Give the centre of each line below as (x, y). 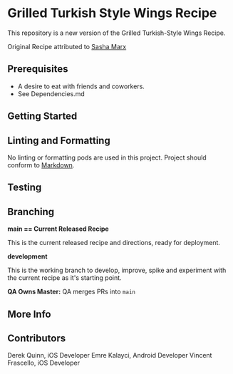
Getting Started (42, 116)
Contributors (37, 338)
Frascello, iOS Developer (44, 363)
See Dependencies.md (51, 93)
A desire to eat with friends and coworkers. (81, 86)
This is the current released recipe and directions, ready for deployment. (114, 243)
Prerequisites (38, 69)
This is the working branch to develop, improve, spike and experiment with (117, 270)
